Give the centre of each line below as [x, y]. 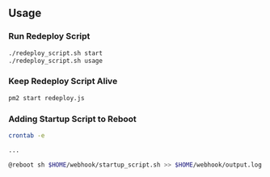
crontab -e [27, 135]
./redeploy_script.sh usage [56, 61]
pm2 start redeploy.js [46, 98]
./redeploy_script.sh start [56, 53]
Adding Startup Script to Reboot [72, 119]
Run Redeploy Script [49, 36]
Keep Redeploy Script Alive [63, 82]
